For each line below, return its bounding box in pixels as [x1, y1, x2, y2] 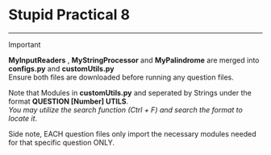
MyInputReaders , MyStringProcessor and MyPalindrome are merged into [8, 55, 260, 65]
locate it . [8, 113, 38, 123]
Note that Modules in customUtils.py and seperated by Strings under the [8, 88, 252, 97]
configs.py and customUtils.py [8, 63, 115, 73]
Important [8, 39, 41, 49]
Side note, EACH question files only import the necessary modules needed [8, 128, 256, 138]
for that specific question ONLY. [8, 137, 115, 147]
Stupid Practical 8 [8, 6, 131, 24]
